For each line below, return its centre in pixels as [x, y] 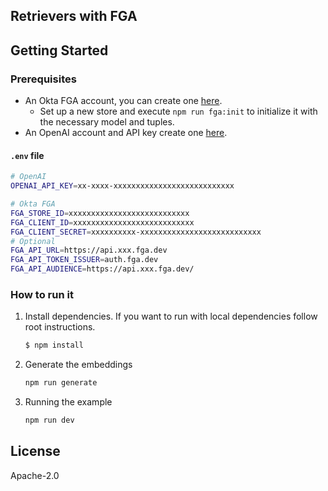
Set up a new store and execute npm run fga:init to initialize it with [178, 111]
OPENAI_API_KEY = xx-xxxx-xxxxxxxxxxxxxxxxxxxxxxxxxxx [122, 186]
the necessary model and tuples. [107, 122]
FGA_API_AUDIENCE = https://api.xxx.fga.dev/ [102, 269]
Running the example [68, 402]
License [35, 451]
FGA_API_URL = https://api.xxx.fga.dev [89, 250]
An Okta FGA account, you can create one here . [123, 101]
